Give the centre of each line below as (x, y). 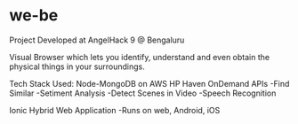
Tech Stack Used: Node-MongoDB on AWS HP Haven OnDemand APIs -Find (149, 83)
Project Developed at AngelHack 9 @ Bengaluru (97, 40)
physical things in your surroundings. (77, 66)
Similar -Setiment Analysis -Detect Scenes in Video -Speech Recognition (143, 93)
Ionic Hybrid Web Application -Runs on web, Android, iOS (115, 110)
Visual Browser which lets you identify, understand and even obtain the (139, 57)
